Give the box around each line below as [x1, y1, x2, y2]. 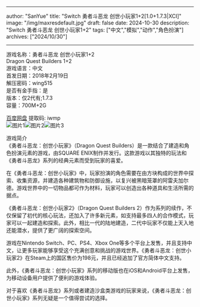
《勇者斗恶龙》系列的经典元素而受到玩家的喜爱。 [6, 157, 126, 164]
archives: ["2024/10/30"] [6, 33, 67, 40]
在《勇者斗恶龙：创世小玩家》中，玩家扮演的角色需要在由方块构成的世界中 [6, 170, 189, 176]
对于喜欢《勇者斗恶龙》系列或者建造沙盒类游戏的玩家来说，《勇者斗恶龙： [6, 287, 186, 294]
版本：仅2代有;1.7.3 [6, 95, 53, 101]
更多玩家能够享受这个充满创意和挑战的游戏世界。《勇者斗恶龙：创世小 [21, 247, 192, 253]
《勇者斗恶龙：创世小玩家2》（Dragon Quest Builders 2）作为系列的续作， [6, 205, 187, 211]
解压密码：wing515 [6, 80, 53, 86]
